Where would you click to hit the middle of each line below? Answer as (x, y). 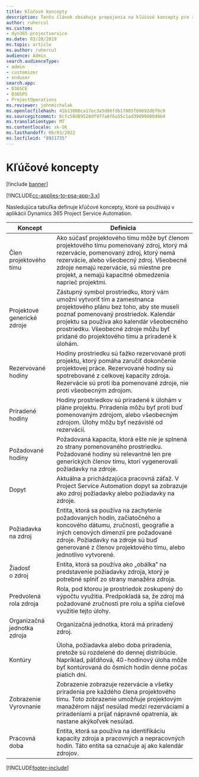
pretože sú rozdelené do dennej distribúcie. (117, 652)
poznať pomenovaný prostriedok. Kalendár (116, 314)
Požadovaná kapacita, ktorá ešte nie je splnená (122, 439)
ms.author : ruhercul (32, 50)
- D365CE (17, 89)
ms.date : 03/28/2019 (32, 39)
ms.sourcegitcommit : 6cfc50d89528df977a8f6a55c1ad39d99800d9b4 (86, 116)
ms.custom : (20, 28)
